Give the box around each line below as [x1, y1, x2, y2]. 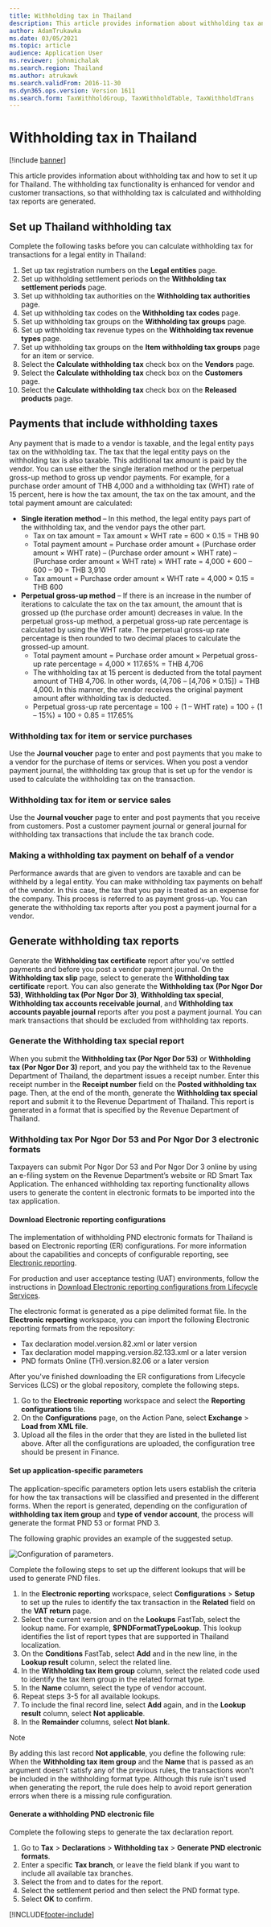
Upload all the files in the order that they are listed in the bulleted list [20, 1430, 248, 1440]
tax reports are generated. [9, 196, 96, 206]
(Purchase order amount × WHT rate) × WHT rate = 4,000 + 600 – [32, 556, 253, 566]
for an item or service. [20, 351, 95, 360]
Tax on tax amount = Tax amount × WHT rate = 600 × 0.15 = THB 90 [32, 530, 260, 540]
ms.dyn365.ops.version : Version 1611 [9, 86, 136, 95]
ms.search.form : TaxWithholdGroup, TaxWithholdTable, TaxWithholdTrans [9, 94, 254, 102]
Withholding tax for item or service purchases [9, 730, 192, 741]
